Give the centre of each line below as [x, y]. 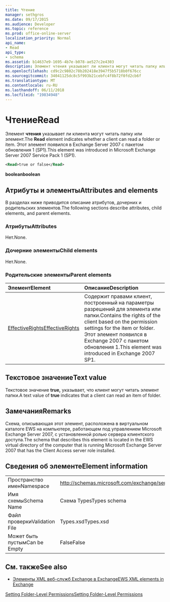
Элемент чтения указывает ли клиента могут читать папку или [74, 134]
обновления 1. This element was [123, 347]
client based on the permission [121, 321]
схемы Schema [26, 501]
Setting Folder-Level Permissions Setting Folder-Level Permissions [74, 594]
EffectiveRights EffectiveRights [44, 328]
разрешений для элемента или [122, 309]
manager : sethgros [25, 15]
